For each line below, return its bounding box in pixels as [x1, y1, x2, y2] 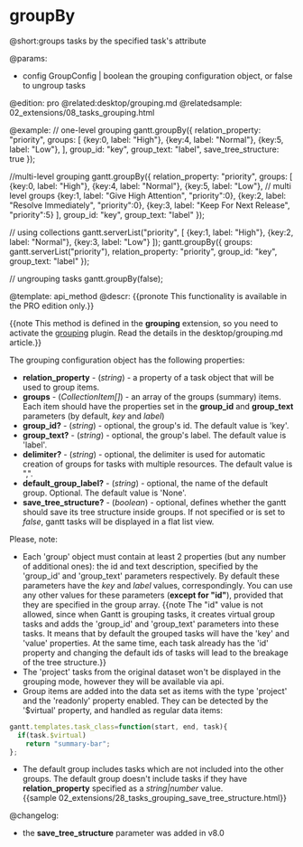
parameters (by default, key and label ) [22, 410, 165, 421]
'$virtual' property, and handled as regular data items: [22, 704, 224, 715]
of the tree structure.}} [22, 656, 106, 667]
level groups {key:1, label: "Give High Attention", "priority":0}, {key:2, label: [9, 190, 287, 201]
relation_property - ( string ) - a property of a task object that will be [22, 372, 275, 382]
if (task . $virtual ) [17, 730, 87, 739]
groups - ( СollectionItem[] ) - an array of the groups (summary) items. [22, 391, 282, 402]
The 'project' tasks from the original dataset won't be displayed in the [22, 666, 281, 677]
